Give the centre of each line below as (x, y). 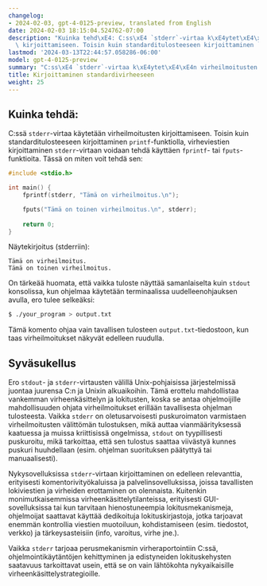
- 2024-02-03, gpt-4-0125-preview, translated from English (110, 23)
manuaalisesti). (33, 459)
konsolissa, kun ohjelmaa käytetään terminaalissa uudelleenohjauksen (123, 292)
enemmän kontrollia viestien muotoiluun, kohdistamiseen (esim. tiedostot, (128, 525)
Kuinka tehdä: (44, 114)
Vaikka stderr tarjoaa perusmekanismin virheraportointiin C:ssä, (113, 549)
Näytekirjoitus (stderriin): (49, 246)
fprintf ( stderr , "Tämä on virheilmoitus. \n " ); (101, 196)
